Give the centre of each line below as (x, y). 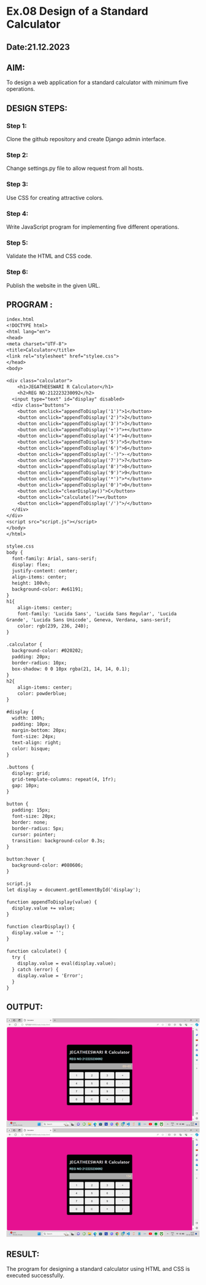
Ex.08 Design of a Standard (77, 11)
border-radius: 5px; (38, 829)
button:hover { (26, 859)
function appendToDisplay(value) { (52, 902)
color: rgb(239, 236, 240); (53, 626)
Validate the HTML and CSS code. (49, 256)
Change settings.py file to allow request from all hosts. (75, 168)
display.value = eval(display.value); (67, 964)
